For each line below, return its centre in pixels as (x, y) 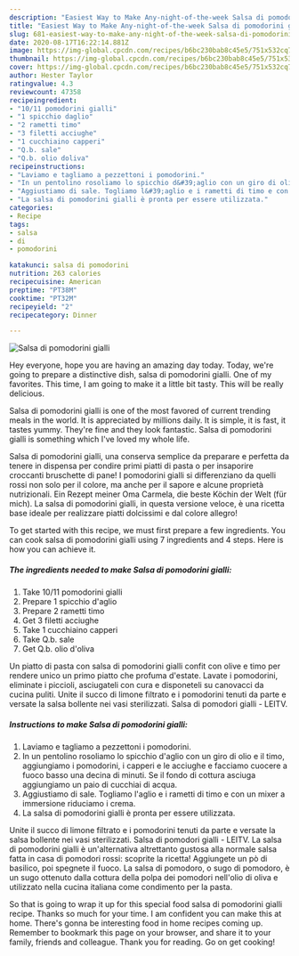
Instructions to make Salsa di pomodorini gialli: (99, 724)
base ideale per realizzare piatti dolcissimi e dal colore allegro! (123, 514)
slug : (19, 34)
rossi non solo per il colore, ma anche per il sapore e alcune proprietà (137, 485)
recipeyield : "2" (41, 307)
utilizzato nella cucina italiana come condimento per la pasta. (121, 887)
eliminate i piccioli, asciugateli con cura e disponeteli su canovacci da (137, 685)
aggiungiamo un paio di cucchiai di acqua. (100, 785)
